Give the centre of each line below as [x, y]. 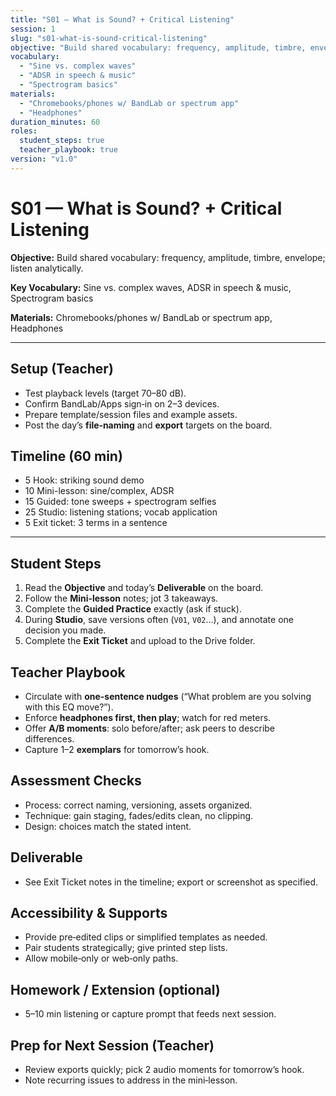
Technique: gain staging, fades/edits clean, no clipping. [139, 815]
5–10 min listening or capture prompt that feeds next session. [150, 1014]
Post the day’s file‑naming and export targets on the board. [148, 425]
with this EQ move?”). [69, 707]
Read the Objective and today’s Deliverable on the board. [144, 588]
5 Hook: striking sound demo [84, 480]
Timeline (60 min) [66, 456]
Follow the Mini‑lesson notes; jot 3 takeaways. [121, 598]
